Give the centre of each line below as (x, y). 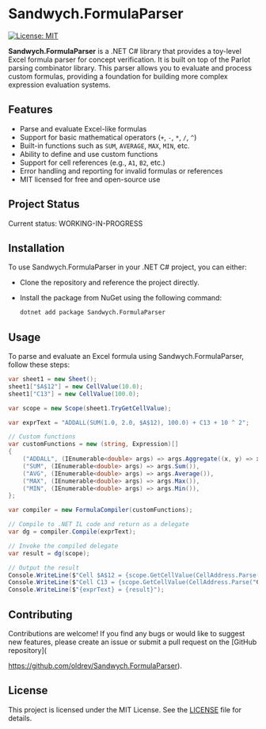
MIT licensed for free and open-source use (90, 179)
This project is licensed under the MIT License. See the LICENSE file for (125, 709)
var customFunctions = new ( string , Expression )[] (93, 445)
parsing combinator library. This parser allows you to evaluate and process (130, 67)
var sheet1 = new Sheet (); (53, 380)
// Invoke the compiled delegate (63, 546)
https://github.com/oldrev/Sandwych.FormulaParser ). (95, 666)
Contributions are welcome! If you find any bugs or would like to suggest (127, 634)
